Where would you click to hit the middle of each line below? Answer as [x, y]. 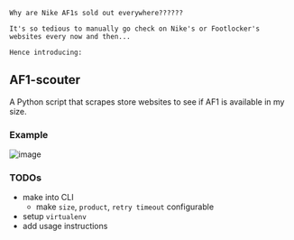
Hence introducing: [46, 52]
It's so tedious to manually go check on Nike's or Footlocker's [134, 29]
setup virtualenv [55, 217]
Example [29, 134]
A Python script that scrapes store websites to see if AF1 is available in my [147, 102]
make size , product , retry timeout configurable [125, 207]
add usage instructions [65, 226]
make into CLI [48, 198]
